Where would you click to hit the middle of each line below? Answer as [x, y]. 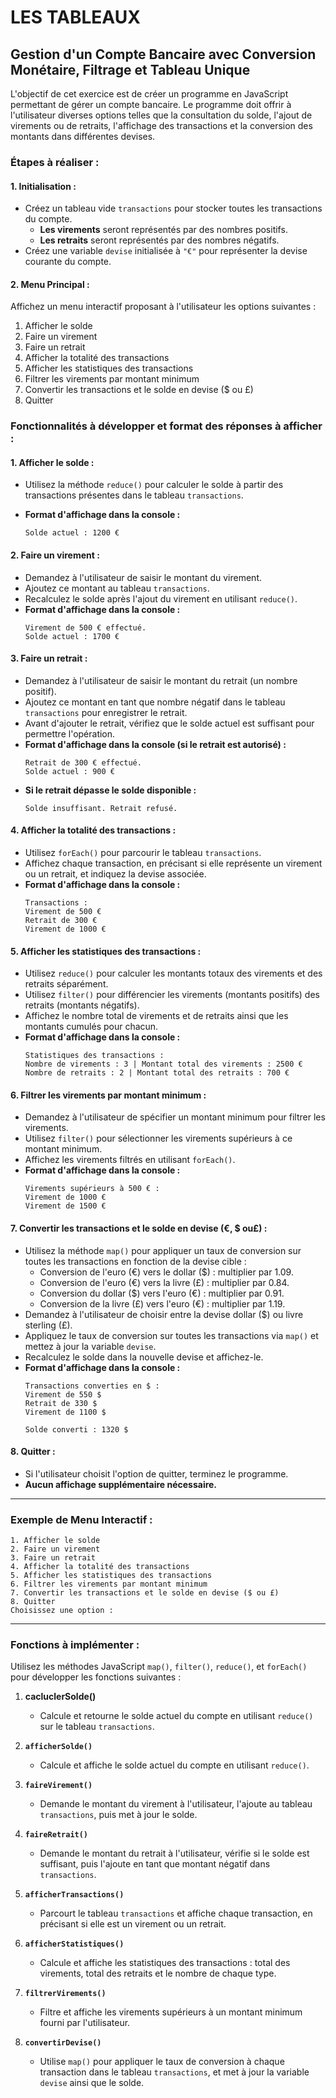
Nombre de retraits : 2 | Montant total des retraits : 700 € [157, 1073]
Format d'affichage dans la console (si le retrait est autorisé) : [155, 744]
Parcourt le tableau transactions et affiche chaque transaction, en [176, 1913]
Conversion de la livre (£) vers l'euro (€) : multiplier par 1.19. [162, 1303]
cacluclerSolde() [60, 1697]
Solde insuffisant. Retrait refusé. [101, 808]
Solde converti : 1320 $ [76, 1429]
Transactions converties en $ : [92, 1386]
